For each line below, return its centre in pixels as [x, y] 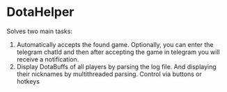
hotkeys [28, 81]
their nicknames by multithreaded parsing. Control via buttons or [109, 74]
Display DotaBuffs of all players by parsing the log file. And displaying [116, 66]
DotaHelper [40, 12]
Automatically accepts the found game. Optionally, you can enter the [115, 44]
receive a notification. [48, 59]
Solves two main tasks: [39, 31]
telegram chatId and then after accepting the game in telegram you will [118, 52]
